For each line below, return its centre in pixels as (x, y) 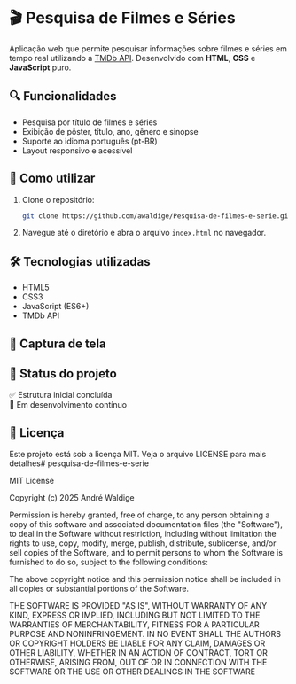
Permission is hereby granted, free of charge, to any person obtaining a (140, 515)
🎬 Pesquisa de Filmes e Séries (123, 18)
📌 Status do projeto (63, 374)
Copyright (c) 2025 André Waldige (72, 498)
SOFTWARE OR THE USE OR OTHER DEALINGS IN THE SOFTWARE (132, 672)
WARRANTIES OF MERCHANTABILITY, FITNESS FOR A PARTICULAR (134, 625)
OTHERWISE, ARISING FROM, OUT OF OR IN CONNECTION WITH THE (138, 663)
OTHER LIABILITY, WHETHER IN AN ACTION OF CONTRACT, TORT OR (138, 653)
